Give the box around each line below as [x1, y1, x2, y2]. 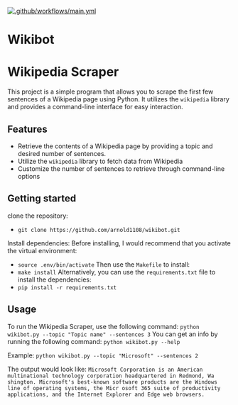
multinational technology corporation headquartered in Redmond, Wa [7, 372, 215, 379]
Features [7, 123, 48, 135]
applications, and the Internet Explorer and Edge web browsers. [7, 391, 205, 398]
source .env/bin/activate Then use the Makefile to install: [17, 260, 190, 269]
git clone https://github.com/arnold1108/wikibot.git [17, 226, 180, 233]
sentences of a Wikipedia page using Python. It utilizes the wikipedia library [7, 95, 229, 104]
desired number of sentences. [17, 149, 107, 157]
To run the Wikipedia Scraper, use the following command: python [7, 322, 200, 331]
